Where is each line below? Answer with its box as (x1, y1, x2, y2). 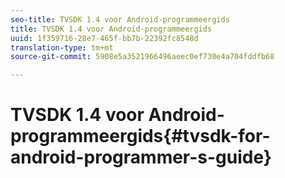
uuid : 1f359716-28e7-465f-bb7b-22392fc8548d (10, 33, 199, 43)
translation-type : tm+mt (10, 42, 114, 53)
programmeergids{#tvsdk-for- (10, 125, 271, 148)
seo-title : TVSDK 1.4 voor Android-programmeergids (10, 14, 230, 25)
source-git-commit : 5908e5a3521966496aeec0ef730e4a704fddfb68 (10, 52, 275, 62)
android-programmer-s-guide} (10, 146, 272, 169)
